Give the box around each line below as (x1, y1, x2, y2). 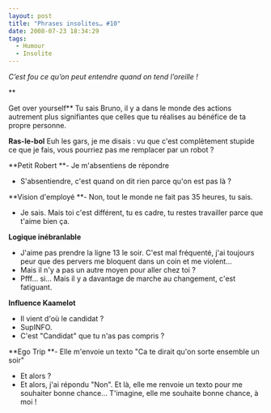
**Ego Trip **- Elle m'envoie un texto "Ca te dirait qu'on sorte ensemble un (8, 346, 260, 356)
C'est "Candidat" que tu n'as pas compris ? (19, 331, 165, 341)
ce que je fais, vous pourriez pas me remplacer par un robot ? (8, 145, 214, 154)
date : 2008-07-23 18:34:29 (8, 27, 100, 35)
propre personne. (8, 121, 67, 130)
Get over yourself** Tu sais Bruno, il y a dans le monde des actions (8, 103, 232, 113)
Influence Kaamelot (8, 298, 76, 308)
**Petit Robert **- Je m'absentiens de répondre (8, 161, 170, 170)
